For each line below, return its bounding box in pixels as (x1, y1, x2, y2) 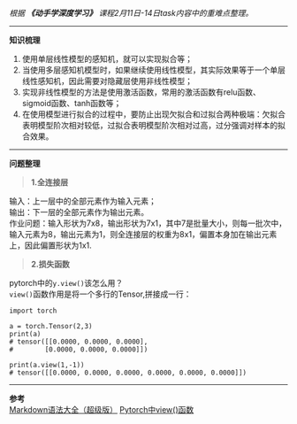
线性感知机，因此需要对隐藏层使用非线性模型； (21, 76, 193, 86)
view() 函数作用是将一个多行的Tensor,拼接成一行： (9, 289, 192, 299)
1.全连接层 (30, 177, 69, 188)
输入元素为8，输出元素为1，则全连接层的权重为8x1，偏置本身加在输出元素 (9, 229, 278, 239)
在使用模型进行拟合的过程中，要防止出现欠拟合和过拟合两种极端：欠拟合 (21, 109, 286, 119)
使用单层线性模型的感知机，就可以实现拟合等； (21, 54, 193, 64)
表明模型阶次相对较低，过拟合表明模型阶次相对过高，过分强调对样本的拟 (21, 120, 286, 130)
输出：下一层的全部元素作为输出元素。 (9, 207, 148, 217)
